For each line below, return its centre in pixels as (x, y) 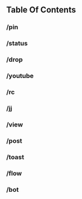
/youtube (20, 76)
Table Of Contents (41, 10)
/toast (15, 157)
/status (17, 44)
